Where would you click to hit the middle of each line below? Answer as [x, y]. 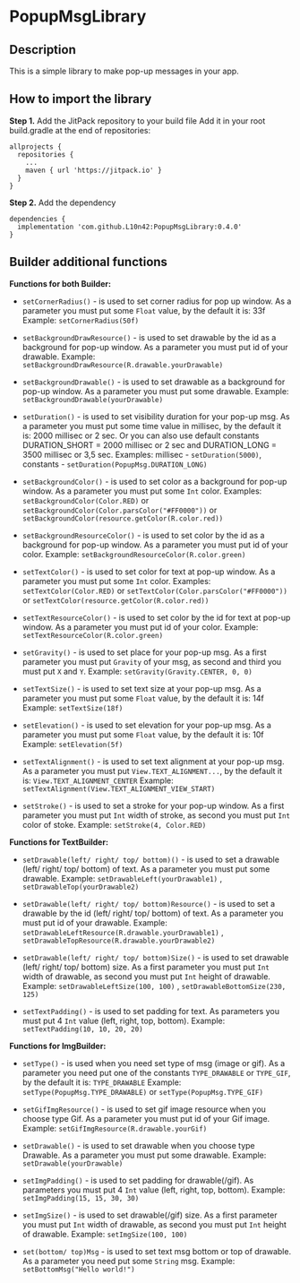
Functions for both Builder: [60, 283]
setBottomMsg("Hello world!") [79, 1270]
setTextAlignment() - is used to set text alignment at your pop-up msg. [153, 761]
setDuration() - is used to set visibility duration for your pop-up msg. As [156, 416]
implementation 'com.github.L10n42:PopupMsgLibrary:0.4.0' [130, 227]
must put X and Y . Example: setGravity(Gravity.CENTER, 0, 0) [137, 671]
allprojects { [36, 146]
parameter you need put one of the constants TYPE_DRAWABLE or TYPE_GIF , [156, 1072]
